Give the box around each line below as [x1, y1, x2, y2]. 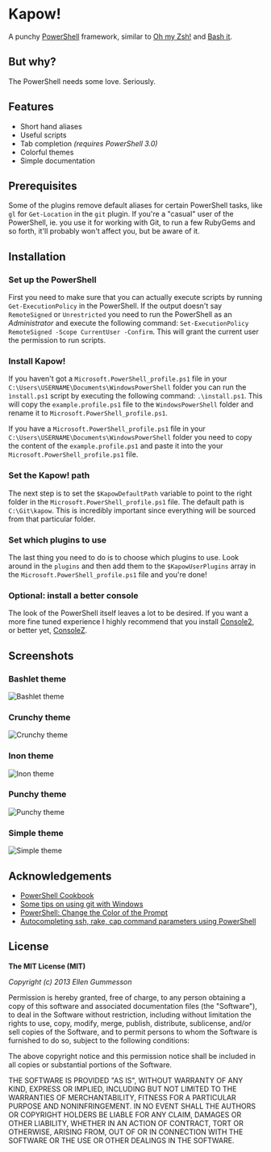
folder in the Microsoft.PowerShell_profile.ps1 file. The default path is [8, 496, 244, 506]
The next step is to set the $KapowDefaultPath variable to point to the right [8, 488, 252, 498]
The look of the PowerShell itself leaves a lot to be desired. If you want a [8, 608, 248, 618]
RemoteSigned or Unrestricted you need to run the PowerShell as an [8, 310, 232, 319]
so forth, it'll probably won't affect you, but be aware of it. [8, 226, 200, 236]
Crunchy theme [8, 711, 71, 723]
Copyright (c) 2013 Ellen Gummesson [8, 977, 132, 986]
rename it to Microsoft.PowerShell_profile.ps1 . [8, 408, 168, 418]
